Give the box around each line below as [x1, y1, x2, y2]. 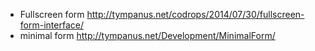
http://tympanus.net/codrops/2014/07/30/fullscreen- [86, 9, 305, 20]
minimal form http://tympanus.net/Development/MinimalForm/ [19, 30, 276, 41]
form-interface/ [19, 19, 84, 31]
